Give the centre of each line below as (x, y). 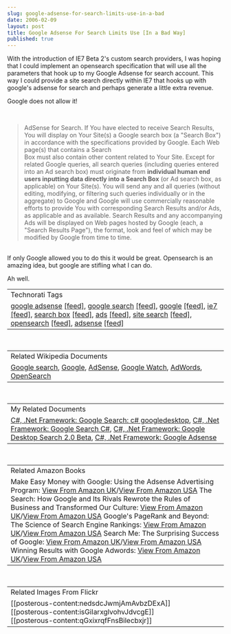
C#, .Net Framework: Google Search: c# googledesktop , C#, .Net (115, 420)
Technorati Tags (37, 295)
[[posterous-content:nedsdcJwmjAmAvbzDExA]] (90, 604)
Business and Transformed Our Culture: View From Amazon (107, 507)
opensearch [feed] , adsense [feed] (67, 323)
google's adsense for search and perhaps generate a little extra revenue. (110, 88)
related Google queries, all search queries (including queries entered (121, 164)
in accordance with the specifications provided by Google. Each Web (122, 142)
